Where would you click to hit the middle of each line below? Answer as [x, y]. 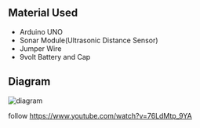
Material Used [43, 13]
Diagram [29, 82]
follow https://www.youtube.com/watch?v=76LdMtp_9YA [100, 115]
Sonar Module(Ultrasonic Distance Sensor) [89, 40]
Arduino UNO [41, 31]
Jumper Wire [40, 48]
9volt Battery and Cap [55, 57]
